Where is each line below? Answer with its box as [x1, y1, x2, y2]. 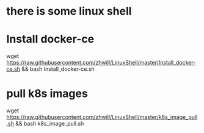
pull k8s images [6, 87, 89, 101]
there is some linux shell [6, 4, 132, 18]
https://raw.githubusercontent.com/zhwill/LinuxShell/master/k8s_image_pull [6, 113, 198, 121]
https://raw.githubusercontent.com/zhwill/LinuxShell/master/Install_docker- [6, 59, 196, 66]
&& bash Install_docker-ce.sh [21, 65, 95, 73]
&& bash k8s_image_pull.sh [15, 120, 84, 128]
